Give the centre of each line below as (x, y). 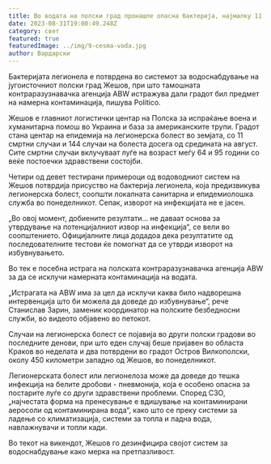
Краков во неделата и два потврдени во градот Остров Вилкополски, (129, 351)
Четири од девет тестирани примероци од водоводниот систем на (124, 177)
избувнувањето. (36, 253)
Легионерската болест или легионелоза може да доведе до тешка (124, 376)
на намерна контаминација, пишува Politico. (85, 102)
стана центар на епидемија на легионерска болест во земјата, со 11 (126, 135)
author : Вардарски (39, 53)
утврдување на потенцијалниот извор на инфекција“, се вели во (119, 227)
